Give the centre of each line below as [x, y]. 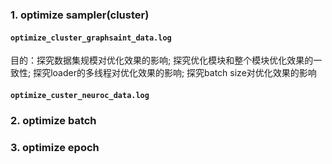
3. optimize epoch [55, 147]
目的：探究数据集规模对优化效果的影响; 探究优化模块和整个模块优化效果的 [162, 60]
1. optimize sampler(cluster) [80, 15]
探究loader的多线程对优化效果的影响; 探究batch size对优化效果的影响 [175, 73]
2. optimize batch [53, 120]
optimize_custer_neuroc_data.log [80, 95]
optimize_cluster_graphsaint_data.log [91, 38]
